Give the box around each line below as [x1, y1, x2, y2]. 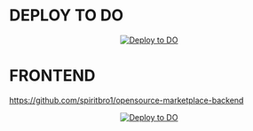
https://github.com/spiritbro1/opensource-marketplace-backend [9, 95, 244, 105]
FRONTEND [9, 65, 96, 86]
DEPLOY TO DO [9, 5, 124, 26]
